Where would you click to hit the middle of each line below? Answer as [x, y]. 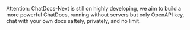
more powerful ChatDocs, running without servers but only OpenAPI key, [95, 15]
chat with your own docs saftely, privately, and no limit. [73, 21]
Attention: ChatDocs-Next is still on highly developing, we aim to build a [94, 9]
